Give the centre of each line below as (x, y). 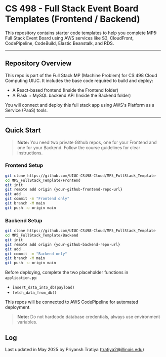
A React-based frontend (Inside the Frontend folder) (65, 90)
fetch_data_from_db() (34, 293)
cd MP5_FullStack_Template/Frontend (43, 180)
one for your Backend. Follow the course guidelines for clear (79, 147)
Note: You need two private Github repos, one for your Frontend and (87, 142)
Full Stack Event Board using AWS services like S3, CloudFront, (69, 38)
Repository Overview (38, 63)
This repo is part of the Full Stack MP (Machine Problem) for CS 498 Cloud (81, 75)
